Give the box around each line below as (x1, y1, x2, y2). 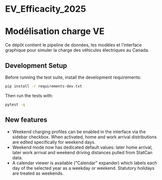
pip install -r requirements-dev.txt (5, 84, 82, 89)
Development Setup (5, 61, 67, 69)
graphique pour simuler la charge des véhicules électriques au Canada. (5, 47, 150, 53)
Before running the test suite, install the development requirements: (5, 74, 141, 80)
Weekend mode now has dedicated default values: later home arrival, (12, 144, 153, 150)
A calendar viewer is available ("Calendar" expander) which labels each (12, 160, 157, 166)
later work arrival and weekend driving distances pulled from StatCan (12, 149, 153, 155)
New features (5, 116, 48, 124)
